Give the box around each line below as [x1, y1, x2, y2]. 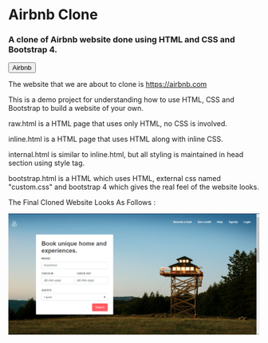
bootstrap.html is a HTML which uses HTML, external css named [8, 174, 222, 183]
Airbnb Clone [8, 6, 98, 24]
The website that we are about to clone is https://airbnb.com [8, 80, 207, 89]
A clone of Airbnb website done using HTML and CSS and [8, 34, 235, 45]
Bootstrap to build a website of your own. [8, 104, 144, 113]
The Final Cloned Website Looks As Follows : [8, 198, 156, 207]
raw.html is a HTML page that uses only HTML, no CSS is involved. [8, 119, 227, 128]
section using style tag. [8, 158, 85, 168]
